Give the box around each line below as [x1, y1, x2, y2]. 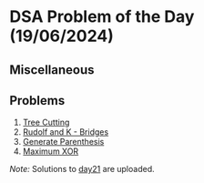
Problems [9, 93, 66, 108]
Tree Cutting [22, 117, 70, 128]
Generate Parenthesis [22, 137, 105, 147]
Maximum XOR [22, 146, 79, 157]
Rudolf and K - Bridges [22, 127, 109, 137]
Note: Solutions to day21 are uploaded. [9, 164, 155, 175]
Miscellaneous [9, 62, 95, 77]
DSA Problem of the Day [9, 6, 195, 27]
